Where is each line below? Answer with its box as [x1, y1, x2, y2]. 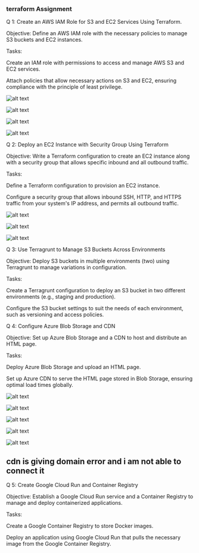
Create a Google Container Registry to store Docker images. [6, 523, 154, 530]
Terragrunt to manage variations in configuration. [6, 264, 127, 271]
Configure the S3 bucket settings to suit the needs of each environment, [6, 305, 184, 312]
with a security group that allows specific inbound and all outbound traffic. [6, 159, 189, 166]
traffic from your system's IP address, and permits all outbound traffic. [6, 200, 179, 207]
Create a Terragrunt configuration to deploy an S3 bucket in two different [6, 287, 186, 294]
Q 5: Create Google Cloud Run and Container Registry [6, 482, 138, 489]
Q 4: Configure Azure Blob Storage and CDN [6, 323, 116, 330]
